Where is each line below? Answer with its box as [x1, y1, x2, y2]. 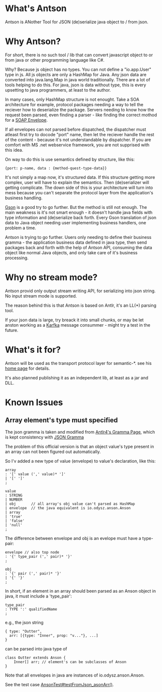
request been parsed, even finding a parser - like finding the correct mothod [5, 112, 157, 118]
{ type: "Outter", [5, 629, 42, 634]
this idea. [5, 147, 23, 153]
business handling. [5, 195, 43, 201]
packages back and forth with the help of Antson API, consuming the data [5, 244, 152, 250]
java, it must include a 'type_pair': [5, 593, 72, 599]
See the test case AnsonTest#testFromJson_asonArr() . [5, 681, 114, 687]
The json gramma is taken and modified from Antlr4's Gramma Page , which [5, 429, 155, 435]
